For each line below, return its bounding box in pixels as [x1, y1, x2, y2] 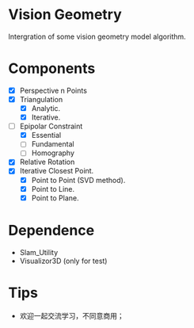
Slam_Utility [19, 247, 59, 257]
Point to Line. [31, 184, 75, 193]
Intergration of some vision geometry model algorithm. [8, 32, 186, 41]
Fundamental [31, 139, 74, 149]
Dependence [8, 221, 95, 239]
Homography [31, 148, 75, 158]
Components [8, 59, 96, 78]
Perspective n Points [19, 86, 87, 95]
